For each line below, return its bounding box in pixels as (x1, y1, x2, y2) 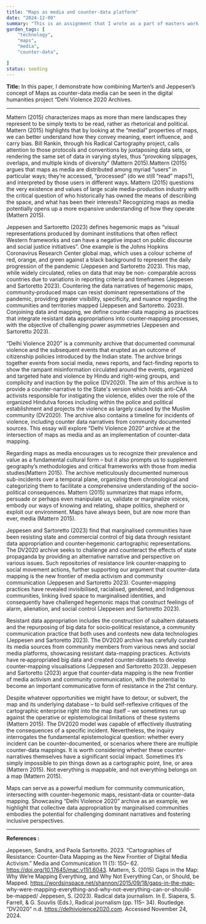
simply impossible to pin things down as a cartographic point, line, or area (6, 759, 193, 767)
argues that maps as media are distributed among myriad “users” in (6, 165, 177, 173)
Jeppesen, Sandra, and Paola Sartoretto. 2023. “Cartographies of (6, 846, 172, 854)
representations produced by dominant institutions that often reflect (6, 230, 178, 237)
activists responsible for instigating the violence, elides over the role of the (6, 391, 195, 399)
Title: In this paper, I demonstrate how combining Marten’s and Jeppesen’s (6, 82, 196, 90)
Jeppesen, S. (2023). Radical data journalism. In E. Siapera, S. (39, 892, 196, 899)
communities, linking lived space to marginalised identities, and (6, 592, 166, 599)
